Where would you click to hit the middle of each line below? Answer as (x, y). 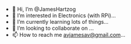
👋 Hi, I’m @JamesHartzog (44, 9)
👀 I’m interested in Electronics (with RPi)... (64, 15)
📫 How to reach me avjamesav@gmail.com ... (69, 35)
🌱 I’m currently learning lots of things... (60, 22)
